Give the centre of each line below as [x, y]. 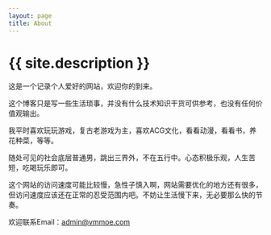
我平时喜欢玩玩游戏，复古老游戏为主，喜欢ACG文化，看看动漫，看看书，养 [132, 130]
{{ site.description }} [79, 63]
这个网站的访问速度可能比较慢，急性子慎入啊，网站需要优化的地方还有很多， [135, 185]
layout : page [30, 16]
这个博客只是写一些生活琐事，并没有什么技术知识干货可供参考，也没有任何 [132, 103]
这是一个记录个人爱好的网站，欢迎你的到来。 [83, 86]
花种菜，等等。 [33, 141]
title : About [30, 23]
